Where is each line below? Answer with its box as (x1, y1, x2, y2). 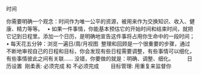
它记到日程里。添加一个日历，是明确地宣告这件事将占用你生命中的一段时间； (6, 33, 195, 40)
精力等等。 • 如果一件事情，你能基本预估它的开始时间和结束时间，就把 (16, 26, 193, 32)
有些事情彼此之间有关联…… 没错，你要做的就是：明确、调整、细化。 (6, 55, 175, 62)
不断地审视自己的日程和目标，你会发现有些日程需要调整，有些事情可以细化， (6, 48, 195, 55)
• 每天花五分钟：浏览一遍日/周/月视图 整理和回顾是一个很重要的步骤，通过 (6, 40, 190, 47)
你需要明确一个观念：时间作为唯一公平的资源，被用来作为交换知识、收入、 (6, 18, 190, 25)
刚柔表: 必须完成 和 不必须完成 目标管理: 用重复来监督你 (25, 62, 172, 70)
